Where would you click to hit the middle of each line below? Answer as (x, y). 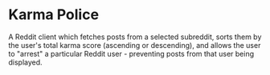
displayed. (25, 62)
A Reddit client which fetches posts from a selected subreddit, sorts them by (135, 37)
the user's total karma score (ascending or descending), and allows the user (135, 45)
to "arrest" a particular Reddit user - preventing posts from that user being (131, 53)
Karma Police (53, 15)
